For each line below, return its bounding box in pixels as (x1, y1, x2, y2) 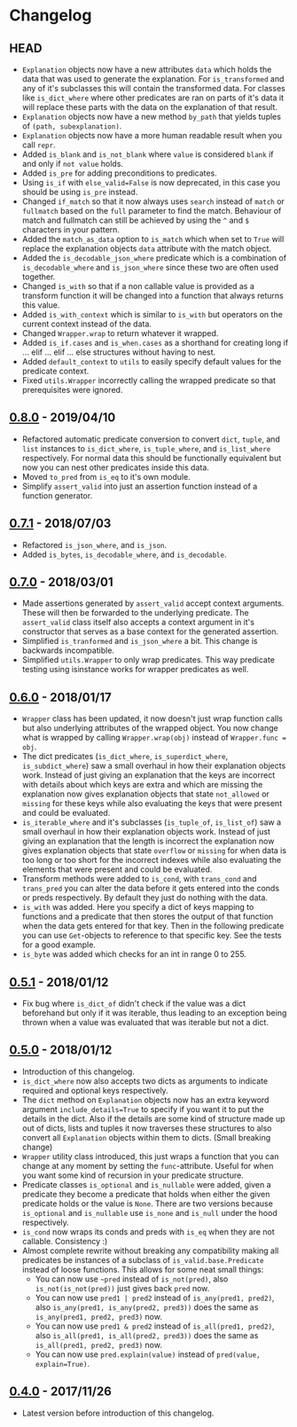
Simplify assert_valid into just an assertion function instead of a (21, 481, 258, 491)
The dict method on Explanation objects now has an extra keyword (21, 1094, 270, 1105)
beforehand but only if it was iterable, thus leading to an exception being (21, 1008, 287, 1018)
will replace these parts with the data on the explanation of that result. (21, 102, 277, 112)
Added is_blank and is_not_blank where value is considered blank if (21, 149, 274, 160)
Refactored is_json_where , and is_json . (21, 539, 168, 550)
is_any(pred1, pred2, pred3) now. (35, 1311, 162, 1321)
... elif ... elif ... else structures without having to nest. (21, 347, 216, 357)
